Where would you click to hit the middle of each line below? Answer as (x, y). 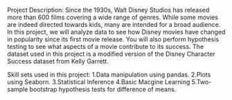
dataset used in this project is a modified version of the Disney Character (111, 54)
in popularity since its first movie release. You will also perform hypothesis (113, 39)
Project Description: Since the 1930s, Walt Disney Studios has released (108, 10)
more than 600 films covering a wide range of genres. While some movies (113, 17)
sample (18, 89)
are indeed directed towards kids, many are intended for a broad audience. (114, 24)
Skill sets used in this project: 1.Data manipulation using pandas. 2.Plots (109, 74)
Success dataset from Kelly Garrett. (58, 61)
